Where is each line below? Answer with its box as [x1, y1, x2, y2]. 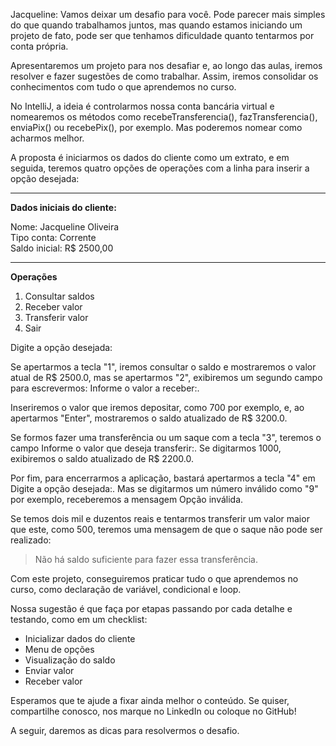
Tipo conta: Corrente [10, 232, 97, 243]
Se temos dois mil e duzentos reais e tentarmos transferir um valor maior [10, 513, 310, 524]
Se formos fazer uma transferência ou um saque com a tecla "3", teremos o [10, 432, 322, 443]
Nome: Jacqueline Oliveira [10, 221, 120, 233]
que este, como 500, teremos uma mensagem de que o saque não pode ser [10, 524, 323, 535]
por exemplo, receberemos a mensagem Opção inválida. [10, 494, 244, 505]
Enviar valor [24, 665, 75, 676]
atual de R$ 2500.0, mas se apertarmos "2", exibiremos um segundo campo [10, 372, 323, 383]
